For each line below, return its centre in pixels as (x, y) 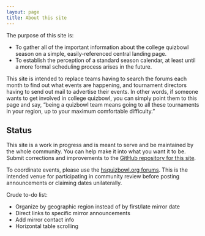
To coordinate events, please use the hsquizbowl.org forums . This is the (97, 170)
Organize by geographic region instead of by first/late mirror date (98, 207)
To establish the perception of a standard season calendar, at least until (105, 60)
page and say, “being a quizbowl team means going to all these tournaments (103, 104)
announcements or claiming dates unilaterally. (64, 183)
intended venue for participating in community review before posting (93, 177)
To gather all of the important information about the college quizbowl (102, 47)
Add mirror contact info (45, 220)
